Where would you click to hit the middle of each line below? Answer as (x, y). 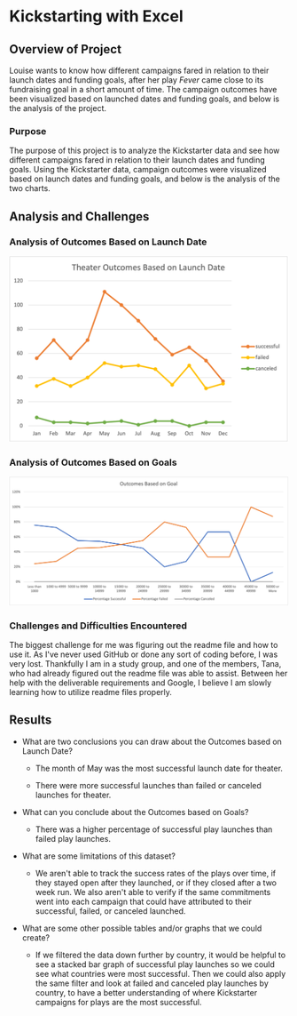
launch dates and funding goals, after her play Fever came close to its (137, 80)
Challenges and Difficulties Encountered (98, 626)
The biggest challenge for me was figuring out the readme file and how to (144, 645)
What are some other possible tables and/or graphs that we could (142, 928)
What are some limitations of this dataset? (98, 856)
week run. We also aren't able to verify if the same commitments (153, 892)
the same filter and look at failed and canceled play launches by (152, 983)
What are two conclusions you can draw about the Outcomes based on (152, 741)
